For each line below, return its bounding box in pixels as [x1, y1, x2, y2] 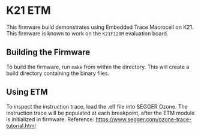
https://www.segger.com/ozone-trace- [95, 115, 192, 123]
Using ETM [6, 87, 48, 97]
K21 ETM [6, 4, 51, 17]
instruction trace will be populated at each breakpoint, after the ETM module [6, 109, 195, 116]
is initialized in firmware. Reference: [6, 115, 95, 123]
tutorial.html [6, 122, 36, 129]
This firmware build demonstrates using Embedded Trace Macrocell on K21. [6, 23, 194, 31]
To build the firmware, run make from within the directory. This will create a [6, 63, 190, 70]
